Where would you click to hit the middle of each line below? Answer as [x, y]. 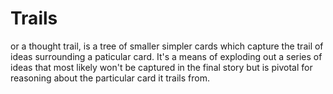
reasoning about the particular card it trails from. [110, 78]
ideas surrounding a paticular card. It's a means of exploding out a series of [166, 56]
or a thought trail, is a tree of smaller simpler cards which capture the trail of [167, 46]
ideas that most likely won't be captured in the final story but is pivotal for [161, 67]
